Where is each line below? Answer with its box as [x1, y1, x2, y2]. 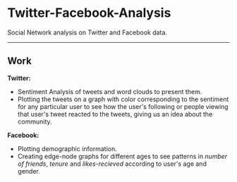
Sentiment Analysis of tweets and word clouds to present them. [17, 87, 202, 96]
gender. [17, 167, 40, 175]
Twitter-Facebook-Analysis [7, 5, 171, 21]
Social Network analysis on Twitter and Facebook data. [7, 28, 168, 37]
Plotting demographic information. [17, 144, 118, 152]
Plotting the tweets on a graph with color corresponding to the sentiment [17, 95, 229, 103]
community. [17, 117, 52, 126]
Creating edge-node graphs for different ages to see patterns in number [17, 152, 228, 160]
